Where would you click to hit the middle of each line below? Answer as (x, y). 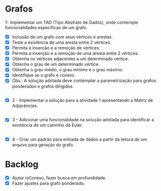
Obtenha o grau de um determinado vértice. (56, 64)
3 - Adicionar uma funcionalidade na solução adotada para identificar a (83, 120)
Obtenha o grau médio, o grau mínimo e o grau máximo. (68, 70)
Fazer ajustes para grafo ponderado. (48, 183)
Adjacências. (25, 106)
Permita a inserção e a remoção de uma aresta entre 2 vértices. (75, 53)
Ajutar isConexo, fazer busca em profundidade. (59, 177)
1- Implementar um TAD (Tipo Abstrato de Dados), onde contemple (72, 22)
